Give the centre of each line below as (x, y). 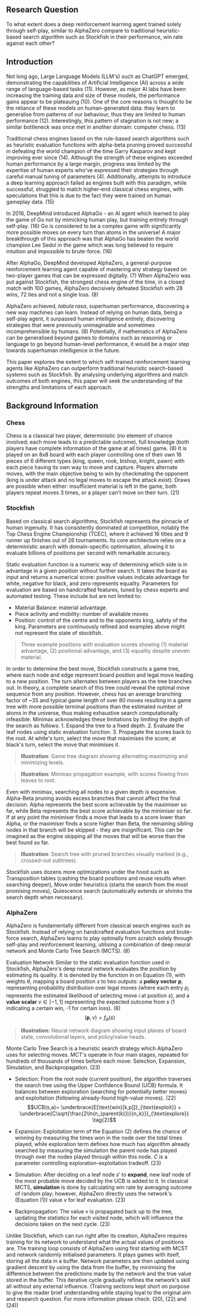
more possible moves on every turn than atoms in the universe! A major (94, 232)
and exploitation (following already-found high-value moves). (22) (95, 1098)
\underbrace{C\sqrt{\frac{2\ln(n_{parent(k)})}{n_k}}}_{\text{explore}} (104, 1113)
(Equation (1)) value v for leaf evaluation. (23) (70, 1200)
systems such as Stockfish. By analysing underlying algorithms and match (97, 374)
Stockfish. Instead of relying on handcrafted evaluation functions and (91, 932)
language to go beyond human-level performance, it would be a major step (98, 344)
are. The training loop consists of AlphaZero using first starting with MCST (97, 1248)
